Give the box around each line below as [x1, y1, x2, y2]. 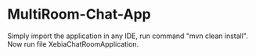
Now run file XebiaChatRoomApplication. [7, 39, 139, 48]
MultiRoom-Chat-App [7, 5, 151, 23]
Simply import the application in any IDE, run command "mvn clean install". [7, 31, 248, 40]
